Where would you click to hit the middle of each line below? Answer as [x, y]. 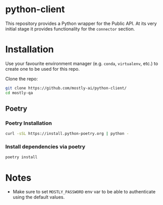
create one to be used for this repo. [43, 69]
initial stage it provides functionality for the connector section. [70, 28]
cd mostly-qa [19, 93]
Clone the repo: [22, 79]
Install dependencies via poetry [45, 147]
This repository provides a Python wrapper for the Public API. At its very [81, 23]
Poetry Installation [29, 123]
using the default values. [39, 197]
